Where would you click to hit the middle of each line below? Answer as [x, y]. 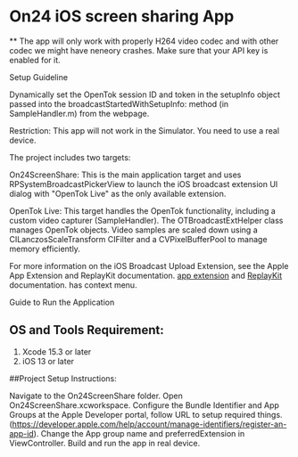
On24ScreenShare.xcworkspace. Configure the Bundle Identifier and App [144, 405]
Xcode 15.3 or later [57, 351]
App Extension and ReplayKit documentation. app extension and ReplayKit [146, 275]
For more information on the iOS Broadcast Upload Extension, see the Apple [149, 265]
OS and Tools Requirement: [87, 330]
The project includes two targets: [70, 157]
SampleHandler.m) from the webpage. [79, 113]
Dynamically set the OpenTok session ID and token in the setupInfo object [145, 94]
